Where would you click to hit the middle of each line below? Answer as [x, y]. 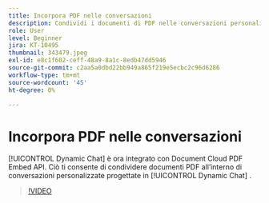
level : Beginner [35, 38]
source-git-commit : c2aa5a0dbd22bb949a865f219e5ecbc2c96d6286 [114, 68]
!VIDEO [40, 191]
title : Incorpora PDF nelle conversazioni [80, 16]
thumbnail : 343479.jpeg [48, 53]
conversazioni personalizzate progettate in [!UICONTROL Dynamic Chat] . [130, 176]
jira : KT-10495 [34, 46]
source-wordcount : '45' [48, 82]
